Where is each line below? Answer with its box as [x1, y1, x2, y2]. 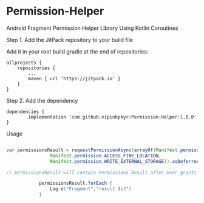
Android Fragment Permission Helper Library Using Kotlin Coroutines [6, 24, 178, 32]
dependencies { [6, 108, 45, 115]
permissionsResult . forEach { [38, 181, 113, 187]
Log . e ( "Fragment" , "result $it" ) [49, 186, 132, 192]
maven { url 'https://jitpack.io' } [28, 75, 121, 81]
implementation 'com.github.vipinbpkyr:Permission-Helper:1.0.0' [28, 114, 197, 120]
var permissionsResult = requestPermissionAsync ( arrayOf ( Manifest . [6, 147, 181, 153]
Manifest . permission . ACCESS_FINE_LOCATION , [49, 153, 162, 159]
